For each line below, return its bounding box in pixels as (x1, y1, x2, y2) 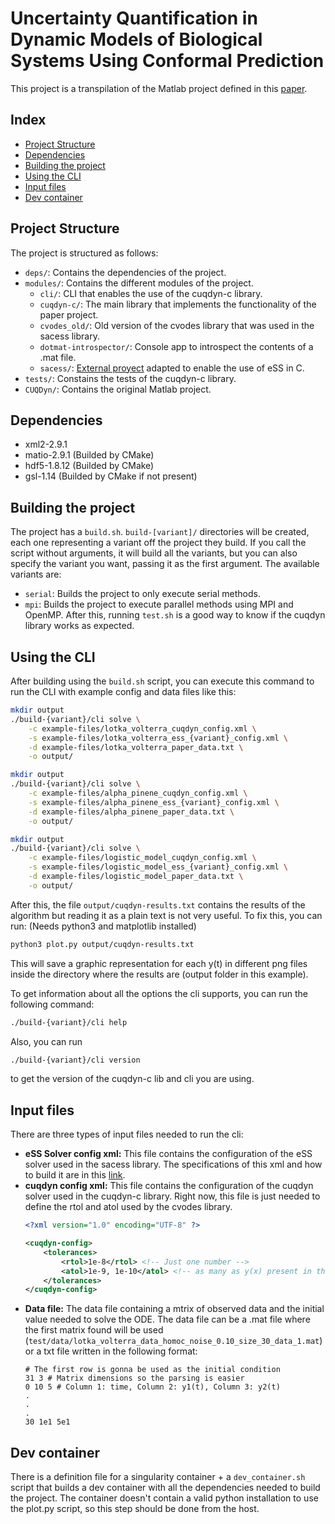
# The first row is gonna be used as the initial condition (24, 1365, 281, 1375)
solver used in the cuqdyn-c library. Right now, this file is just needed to (24, 1190, 321, 1202)
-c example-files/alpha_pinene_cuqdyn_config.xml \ (28, 788, 248, 798)
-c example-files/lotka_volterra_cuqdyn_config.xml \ (28, 723, 257, 734)
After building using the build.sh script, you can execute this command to (10, 675, 315, 687)
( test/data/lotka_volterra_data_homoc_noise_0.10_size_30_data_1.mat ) (24, 1335, 323, 1347)
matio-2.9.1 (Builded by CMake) (24, 449, 155, 461)
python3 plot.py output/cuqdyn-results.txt (10, 939, 195, 949)
